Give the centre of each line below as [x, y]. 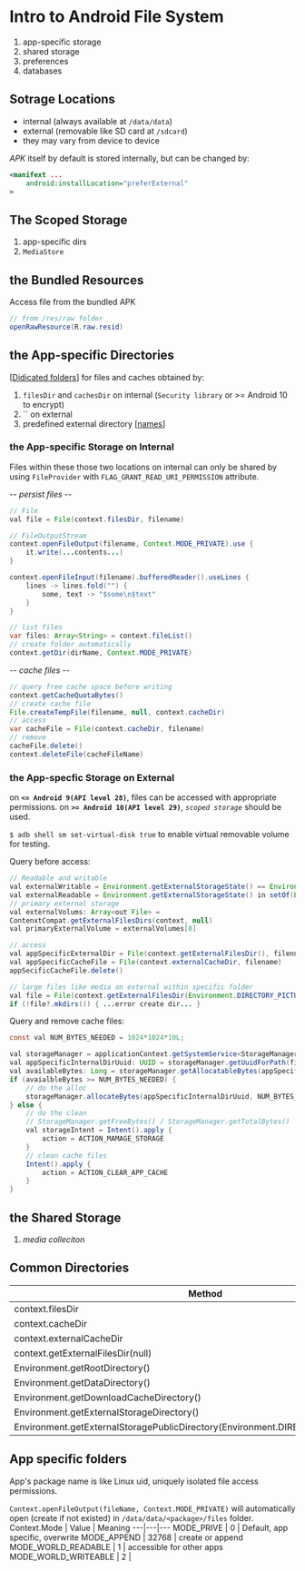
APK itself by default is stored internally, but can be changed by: [129, 158]
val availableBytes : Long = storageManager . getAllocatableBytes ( [135, 1072]
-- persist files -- [41, 494]
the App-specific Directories [92, 356]
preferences [45, 61]
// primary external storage [64, 904]
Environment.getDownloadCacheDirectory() [108, 1398]
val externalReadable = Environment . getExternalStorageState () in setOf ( [152, 895]
